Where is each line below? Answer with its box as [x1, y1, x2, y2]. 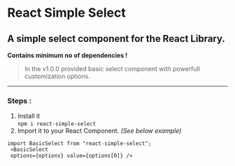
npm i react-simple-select [17, 121, 97, 128]
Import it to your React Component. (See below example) [17, 127, 182, 135]
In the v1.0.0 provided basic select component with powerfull [24, 65, 201, 73]
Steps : [7, 96, 32, 105]
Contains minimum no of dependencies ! [7, 51, 128, 59]
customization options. [24, 72, 91, 80]
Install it [17, 112, 41, 120]
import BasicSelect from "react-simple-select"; [7, 140, 152, 147]
